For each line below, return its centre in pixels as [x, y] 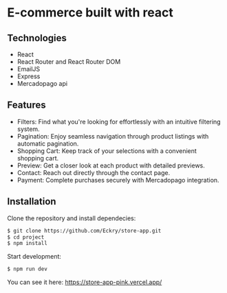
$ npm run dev [28, 269]
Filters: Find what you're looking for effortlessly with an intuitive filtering [119, 121]
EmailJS [29, 69]
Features [26, 105]
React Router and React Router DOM [69, 62]
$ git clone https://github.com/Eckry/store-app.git [84, 231]
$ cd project [26, 237]
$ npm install [28, 244]
